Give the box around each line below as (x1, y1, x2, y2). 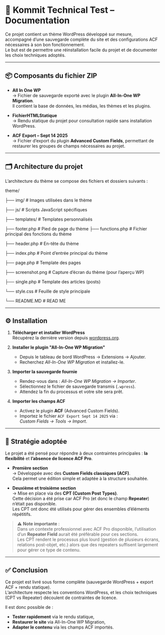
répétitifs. (12, 511, 32, 517)
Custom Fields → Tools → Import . (19, 418, 87, 424)
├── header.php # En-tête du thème (5, 240, 79, 246)
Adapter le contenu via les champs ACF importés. (12, 624, 114, 630)
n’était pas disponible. (12, 501, 57, 507)
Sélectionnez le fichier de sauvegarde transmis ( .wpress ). (19, 384, 136, 390)
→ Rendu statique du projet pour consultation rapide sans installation (12, 118, 152, 124)
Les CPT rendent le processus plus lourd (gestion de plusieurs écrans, (17, 536, 160, 542)
